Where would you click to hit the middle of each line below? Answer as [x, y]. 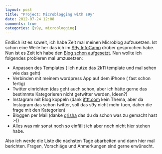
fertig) [19, 84]
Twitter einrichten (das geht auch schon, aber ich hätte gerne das [80, 89]
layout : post [19, 10]
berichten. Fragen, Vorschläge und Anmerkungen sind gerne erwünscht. [80, 146]
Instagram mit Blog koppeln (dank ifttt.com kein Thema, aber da [78, 99]
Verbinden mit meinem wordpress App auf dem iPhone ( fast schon [81, 78]
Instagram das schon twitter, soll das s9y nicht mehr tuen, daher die [82, 105]
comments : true [21, 24]
